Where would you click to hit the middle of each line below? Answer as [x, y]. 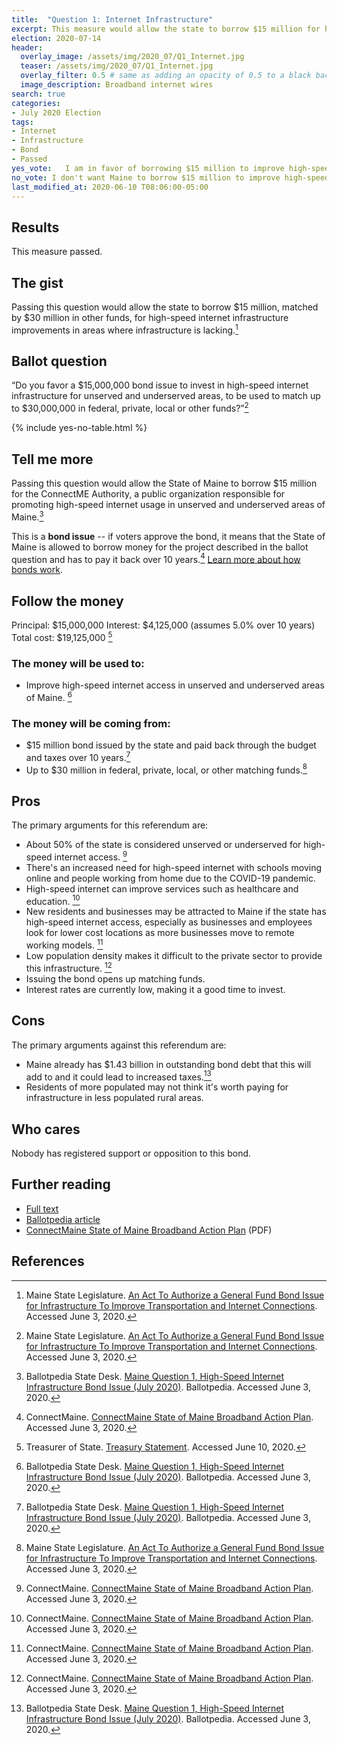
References [48, 1261]
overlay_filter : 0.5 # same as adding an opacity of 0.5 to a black [166, 76]
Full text [42, 1208]
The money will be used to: [78, 663]
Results [35, 227]
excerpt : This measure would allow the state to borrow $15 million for [166, 29]
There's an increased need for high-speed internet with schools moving [174, 867]
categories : [36, 103]
